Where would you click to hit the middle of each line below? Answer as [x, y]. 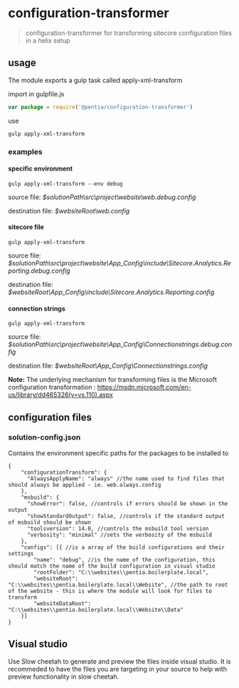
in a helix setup [48, 40]
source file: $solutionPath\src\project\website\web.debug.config [102, 197]
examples [25, 151]
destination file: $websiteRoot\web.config [69, 211]
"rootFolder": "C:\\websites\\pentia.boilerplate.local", [121, 572]
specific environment [41, 168]
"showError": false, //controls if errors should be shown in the [127, 504]
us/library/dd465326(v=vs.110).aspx [60, 395]
